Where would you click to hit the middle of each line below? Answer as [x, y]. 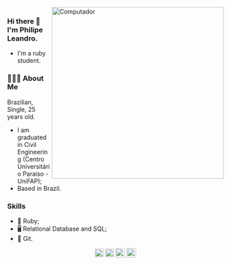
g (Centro [31, 159]
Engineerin [32, 152]
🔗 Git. [25, 238]
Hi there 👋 [24, 21]
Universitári [33, 166]
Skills [16, 206]
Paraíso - [36, 174]
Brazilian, [20, 102]
